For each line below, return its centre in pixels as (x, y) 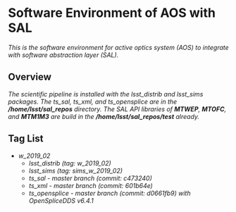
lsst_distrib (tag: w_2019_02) (70, 163)
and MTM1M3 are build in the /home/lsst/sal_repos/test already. (104, 116)
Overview (30, 77)
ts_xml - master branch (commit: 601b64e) (91, 185)
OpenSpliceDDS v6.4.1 (61, 200)
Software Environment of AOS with (112, 13)
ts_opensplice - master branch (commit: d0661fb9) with (110, 193)
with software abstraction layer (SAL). (63, 55)
